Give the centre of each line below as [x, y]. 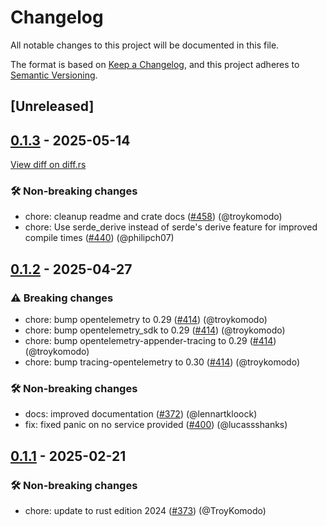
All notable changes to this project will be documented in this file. [145, 45]
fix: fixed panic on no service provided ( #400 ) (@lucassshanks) [156, 425]
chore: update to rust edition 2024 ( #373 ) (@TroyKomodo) [145, 511]
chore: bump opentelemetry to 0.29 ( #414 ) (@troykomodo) [146, 320]
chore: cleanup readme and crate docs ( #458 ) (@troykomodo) [153, 217]
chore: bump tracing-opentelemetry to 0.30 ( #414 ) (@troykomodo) [162, 362]
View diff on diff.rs [48, 165]
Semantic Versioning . [54, 75]
